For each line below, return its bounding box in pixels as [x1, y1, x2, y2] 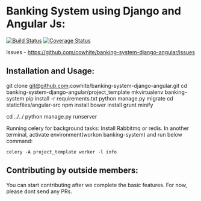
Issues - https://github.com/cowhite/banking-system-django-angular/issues [6, 48, 196, 55]
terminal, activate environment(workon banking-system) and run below [6, 131, 182, 138]
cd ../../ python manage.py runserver [6, 113, 97, 120]
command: [6, 137, 33, 144]
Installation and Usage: [6, 66, 95, 76]
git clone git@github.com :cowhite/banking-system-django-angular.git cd [6, 82, 188, 89]
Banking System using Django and [6, 4, 182, 18]
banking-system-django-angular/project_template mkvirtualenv [6, 88, 164, 96]
